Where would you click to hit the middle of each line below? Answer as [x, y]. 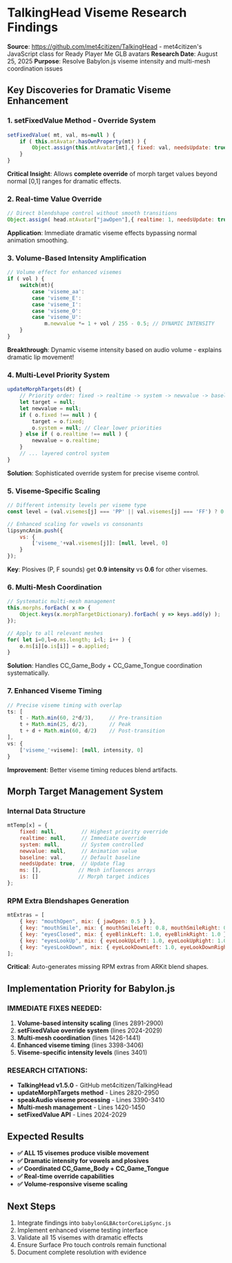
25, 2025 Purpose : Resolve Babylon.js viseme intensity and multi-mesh [109, 61]
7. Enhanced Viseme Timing [55, 691]
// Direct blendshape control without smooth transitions [92, 213]
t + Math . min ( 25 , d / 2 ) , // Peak [75, 725]
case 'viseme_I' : [57, 304]
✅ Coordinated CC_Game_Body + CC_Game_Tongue [93, 1168]
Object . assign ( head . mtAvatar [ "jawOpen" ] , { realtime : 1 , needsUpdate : [111, 220]
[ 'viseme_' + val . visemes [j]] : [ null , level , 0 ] [100, 543]
